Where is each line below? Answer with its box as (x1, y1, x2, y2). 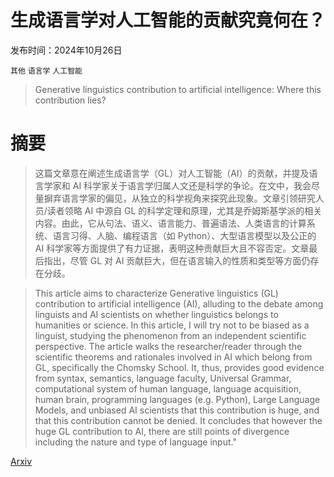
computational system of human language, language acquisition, (34, 382, 302, 395)
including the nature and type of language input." (34, 436, 237, 448)
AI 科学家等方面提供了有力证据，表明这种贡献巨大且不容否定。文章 (34, 242, 310, 254)
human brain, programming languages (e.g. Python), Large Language (34, 393, 321, 405)
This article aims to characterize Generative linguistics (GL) (34, 287, 279, 299)
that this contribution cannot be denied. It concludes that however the (34, 414, 323, 426)
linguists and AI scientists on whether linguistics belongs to (34, 308, 279, 320)
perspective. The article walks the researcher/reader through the (34, 340, 303, 352)
